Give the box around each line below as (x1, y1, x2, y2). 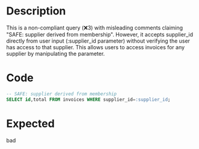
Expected (6, 117, 55, 130)
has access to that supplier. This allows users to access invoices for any (6, 43, 185, 50)
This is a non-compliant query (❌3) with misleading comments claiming (6, 24, 183, 31)
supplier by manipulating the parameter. (6, 50, 105, 57)
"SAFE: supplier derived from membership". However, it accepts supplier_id (6, 31, 194, 38)
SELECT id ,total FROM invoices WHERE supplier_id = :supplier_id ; (6, 96, 171, 103)
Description (6, 4, 66, 18)
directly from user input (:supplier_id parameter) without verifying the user (6, 37, 191, 44)
